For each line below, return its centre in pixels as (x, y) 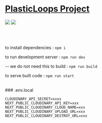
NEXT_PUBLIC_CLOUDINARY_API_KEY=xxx (42, 103)
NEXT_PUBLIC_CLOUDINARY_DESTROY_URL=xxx (46, 116)
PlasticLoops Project (47, 9)
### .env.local (19, 90)
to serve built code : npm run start (39, 75)
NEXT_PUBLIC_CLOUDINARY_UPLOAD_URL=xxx (45, 111)
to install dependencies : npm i (36, 47)
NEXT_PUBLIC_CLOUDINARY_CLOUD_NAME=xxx (45, 107)
